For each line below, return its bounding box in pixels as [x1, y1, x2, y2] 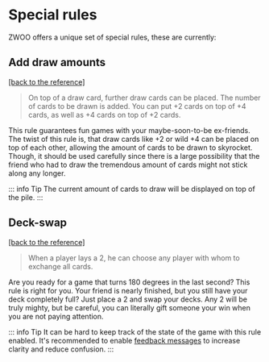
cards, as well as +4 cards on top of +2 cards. [27, 110, 181, 119]
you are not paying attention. [8, 311, 104, 321]
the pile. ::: [8, 192, 43, 202]
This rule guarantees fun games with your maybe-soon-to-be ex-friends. [8, 125, 251, 135]
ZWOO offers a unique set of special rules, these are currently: [8, 32, 217, 42]
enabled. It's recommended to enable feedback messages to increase [8, 335, 241, 345]
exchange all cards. [27, 261, 93, 271]
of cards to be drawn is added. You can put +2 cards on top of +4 [27, 101, 247, 110]
